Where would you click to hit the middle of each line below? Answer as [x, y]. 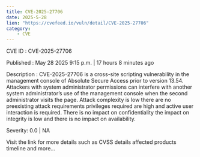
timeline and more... [31, 149]
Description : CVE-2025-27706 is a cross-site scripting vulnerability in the [98, 74]
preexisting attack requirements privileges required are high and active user [100, 106]
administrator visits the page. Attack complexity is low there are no [89, 100]
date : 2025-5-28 [26, 17]
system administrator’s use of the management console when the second [97, 93]
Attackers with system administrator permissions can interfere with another [99, 87]
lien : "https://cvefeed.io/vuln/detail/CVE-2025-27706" [77, 23]
